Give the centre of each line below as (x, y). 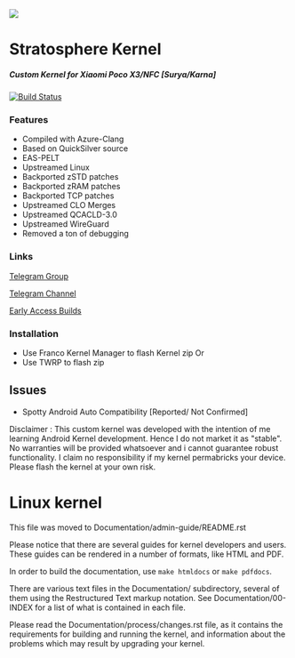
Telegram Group (39, 276)
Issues (28, 390)
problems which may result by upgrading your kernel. (107, 643)
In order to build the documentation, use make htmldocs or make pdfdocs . (141, 571)
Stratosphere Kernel (85, 49)
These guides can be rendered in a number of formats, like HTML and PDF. (147, 554)
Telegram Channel (43, 293)
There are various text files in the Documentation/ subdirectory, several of (144, 588)
